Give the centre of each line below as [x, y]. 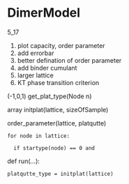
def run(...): [24, 161]
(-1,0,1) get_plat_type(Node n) [50, 96]
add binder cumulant [47, 68]
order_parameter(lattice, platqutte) [57, 123]
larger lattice [36, 75]
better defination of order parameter [69, 60]
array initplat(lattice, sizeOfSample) [58, 109]
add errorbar [36, 53]
